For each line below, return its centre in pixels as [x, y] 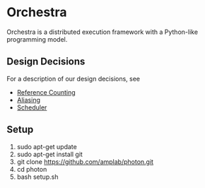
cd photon [32, 169]
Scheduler [32, 107]
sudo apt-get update [47, 146]
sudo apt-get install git [49, 154]
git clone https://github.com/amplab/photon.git [85, 161]
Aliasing [28, 100]
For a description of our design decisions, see [74, 78]
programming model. [37, 39]
